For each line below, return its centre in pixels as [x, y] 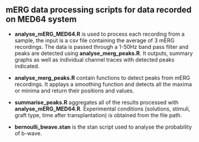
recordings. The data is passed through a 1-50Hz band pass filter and [101, 47]
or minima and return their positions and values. [74, 91]
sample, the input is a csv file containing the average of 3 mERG [94, 40]
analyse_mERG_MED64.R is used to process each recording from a [99, 34]
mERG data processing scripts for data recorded [99, 10]
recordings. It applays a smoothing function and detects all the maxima [103, 84]
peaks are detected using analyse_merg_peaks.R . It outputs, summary [104, 53]
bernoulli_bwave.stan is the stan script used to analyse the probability [103, 127]
